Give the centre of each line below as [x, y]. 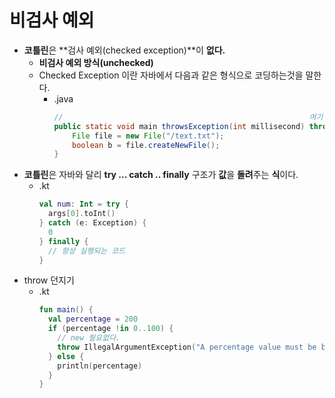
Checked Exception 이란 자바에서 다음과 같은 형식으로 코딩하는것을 [171, 75]
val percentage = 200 [93, 319]
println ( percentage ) [100, 366]
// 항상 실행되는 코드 [86, 251]
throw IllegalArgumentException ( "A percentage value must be [187, 347]
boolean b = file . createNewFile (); [146, 145]
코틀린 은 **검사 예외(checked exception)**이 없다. [124, 50]
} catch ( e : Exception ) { [92, 223]
